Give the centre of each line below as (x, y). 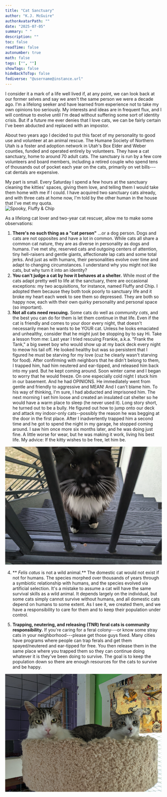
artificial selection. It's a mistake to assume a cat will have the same (82, 588)
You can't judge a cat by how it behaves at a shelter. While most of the (86, 275)
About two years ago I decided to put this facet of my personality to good (80, 135)
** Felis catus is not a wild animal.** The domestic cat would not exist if (85, 572)
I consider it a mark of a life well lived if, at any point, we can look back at (80, 94)
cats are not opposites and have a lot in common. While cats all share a (85, 238)
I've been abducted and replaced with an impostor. (57, 125)
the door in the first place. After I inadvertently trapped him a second (83, 418)
